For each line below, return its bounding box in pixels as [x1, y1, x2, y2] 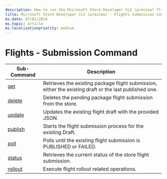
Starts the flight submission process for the [43, 123, 144, 130]
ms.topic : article [5, 21, 43, 26]
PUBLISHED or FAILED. [43, 143, 97, 150]
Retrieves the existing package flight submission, [43, 80, 158, 87]
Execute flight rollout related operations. [43, 166, 137, 173]
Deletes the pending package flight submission [43, 94, 153, 101]
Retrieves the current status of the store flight [43, 151, 149, 158]
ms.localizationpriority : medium [5, 26, 75, 31]
